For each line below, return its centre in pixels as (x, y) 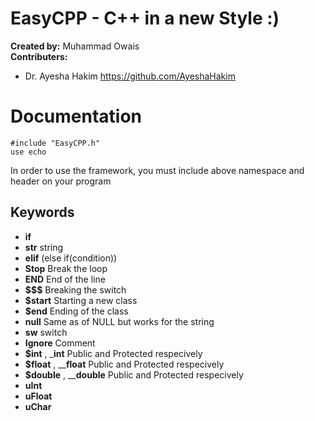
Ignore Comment (60, 343)
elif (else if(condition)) (71, 258)
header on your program (61, 181)
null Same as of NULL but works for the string (119, 321)
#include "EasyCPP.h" (55, 143)
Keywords (42, 212)
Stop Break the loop (66, 268)
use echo (28, 152)
